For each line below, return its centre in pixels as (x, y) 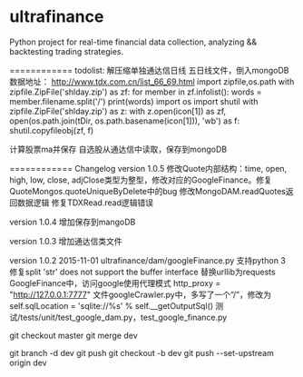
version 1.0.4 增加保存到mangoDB (73, 222)
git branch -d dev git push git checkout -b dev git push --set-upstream (142, 352)
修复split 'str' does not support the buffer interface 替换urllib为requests (142, 272)
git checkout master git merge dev (73, 335)
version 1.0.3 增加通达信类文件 (66, 241)
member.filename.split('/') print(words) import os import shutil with (134, 101)
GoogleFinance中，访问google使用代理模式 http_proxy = (115, 283)
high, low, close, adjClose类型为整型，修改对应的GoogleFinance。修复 (141, 180)
